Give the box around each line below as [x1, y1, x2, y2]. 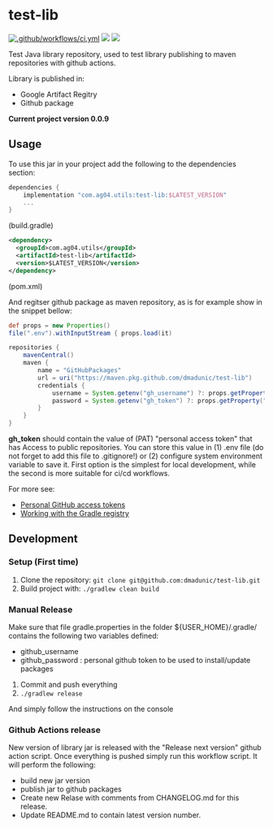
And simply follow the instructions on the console [8, 704, 174, 713]
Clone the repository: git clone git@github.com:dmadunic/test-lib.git [19, 574, 261, 584]
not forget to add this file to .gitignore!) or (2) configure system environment [8, 451, 262, 461]
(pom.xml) [8, 281, 43, 291]
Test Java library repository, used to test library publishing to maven [8, 49, 236, 59]
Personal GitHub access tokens [19, 500, 126, 509]
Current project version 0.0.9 [8, 114, 110, 124]
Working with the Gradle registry [19, 509, 130, 518]
